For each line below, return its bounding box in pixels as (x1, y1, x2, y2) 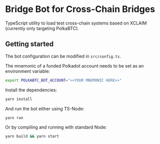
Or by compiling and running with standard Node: (5, 124, 107, 130)
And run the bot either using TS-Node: (5, 105, 84, 111)
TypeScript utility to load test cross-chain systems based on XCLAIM (5, 20, 147, 26)
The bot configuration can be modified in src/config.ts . (5, 53, 121, 59)
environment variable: (5, 68, 50, 74)
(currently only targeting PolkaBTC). (5, 25, 79, 31)
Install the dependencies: (5, 86, 57, 93)
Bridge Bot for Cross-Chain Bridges (5, 3, 155, 15)
